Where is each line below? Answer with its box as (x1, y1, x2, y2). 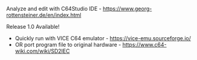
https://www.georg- (102, 5, 152, 12)
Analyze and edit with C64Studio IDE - (6, 5, 102, 12)
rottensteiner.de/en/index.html (6, 11, 81, 19)
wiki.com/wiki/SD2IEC (14, 47, 70, 55)
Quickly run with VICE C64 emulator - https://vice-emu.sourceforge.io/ (14, 35, 191, 41)
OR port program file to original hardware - (14, 41, 122, 48)
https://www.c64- (122, 41, 167, 48)
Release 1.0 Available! (6, 23, 60, 30)
